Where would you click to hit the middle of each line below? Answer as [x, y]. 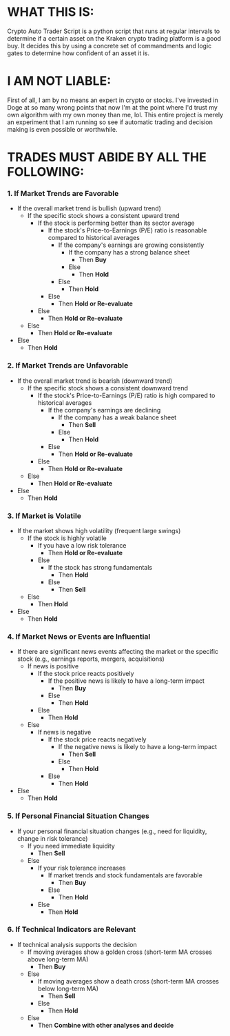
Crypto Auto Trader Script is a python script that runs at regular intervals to [114, 31]
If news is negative [64, 733]
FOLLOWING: [46, 172]
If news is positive [53, 666]
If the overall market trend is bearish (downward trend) [95, 381]
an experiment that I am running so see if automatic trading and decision [110, 122]
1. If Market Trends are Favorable [63, 193]
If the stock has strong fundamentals [100, 567]
